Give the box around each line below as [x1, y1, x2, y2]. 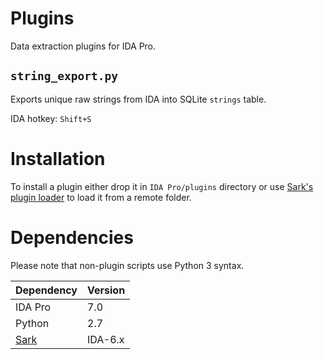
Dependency [15, 283, 78, 297]
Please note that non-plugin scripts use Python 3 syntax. [10, 259, 245, 271]
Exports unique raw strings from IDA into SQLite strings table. [10, 93, 267, 105]
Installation [10, 147, 106, 170]
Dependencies [10, 226, 134, 249]
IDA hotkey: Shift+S [10, 112, 92, 124]
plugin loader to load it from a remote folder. [10, 191, 192, 203]
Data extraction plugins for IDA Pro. [10, 40, 157, 52]
